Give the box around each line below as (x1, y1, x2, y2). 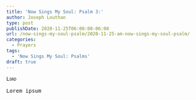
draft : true (6, 59, 36, 65)
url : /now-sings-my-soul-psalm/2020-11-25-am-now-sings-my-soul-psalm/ (6, 31, 190, 37)
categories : (6, 37, 36, 43)
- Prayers (11, 43, 36, 49)
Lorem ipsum (6, 87, 42, 94)
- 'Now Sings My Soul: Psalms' (11, 53, 90, 59)
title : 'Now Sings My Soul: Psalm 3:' (6, 8, 104, 15)
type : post (6, 20, 34, 26)
